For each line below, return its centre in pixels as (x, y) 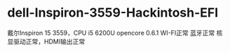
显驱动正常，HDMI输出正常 (46, 41)
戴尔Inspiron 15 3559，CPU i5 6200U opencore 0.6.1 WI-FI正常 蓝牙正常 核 (115, 33)
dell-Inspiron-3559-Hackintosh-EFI (113, 13)
